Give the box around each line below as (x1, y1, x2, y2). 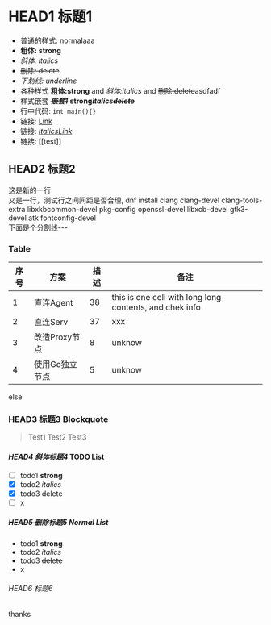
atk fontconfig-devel (27, 213, 97, 223)
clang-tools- (221, 195, 263, 205)
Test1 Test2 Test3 (27, 432, 87, 442)
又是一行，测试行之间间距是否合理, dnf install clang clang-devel (8, 195, 220, 205)
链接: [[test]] (19, 136, 62, 146)
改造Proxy (33, 331, 73, 343)
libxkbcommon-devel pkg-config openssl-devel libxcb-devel (27, 204, 228, 214)
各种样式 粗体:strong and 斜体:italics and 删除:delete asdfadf (19, 85, 221, 95)
